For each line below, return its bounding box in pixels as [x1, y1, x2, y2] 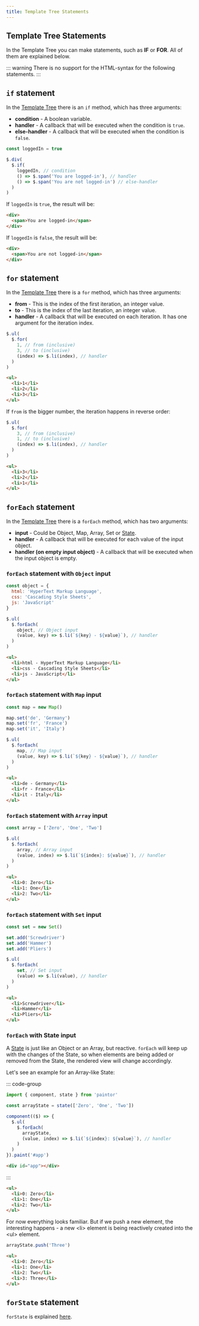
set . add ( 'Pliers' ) [6, 945, 52, 952]
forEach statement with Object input [6, 569, 111, 578]
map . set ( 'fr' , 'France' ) [6, 720, 68, 727]
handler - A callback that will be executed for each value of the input [14, 536, 184, 543]
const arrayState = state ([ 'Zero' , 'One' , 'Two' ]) [6, 1103, 134, 1109]
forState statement [6, 1297, 79, 1308]
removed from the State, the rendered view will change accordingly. [6, 1057, 172, 1064]
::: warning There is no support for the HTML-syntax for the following [6, 64, 175, 71]
